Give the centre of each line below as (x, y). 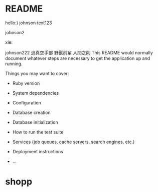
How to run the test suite (38, 132)
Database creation (32, 112)
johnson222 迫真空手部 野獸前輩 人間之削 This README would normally (79, 52)
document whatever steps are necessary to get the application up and (78, 58)
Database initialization (35, 122)
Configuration (27, 103)
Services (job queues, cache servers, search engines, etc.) (73, 142)
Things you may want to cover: (37, 73)
